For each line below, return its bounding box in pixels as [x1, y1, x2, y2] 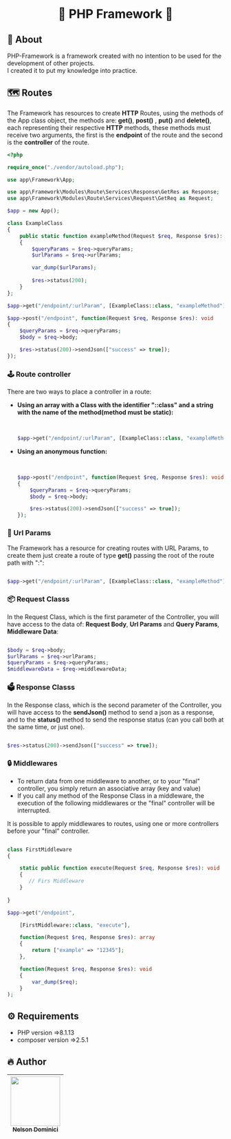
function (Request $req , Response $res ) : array [19, 934, 155, 941]
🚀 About [7, 34, 43, 45]
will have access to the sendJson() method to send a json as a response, [7, 708, 215, 716]
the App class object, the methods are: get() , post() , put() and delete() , [7, 116, 212, 124]
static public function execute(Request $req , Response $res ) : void [19, 865, 220, 872]
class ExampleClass [7, 220, 63, 227]
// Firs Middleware [28, 878, 85, 885]
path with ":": [7, 558, 45, 567]
